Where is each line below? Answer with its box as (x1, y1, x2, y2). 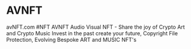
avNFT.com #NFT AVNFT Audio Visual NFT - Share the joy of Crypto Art (6, 23, 185, 30)
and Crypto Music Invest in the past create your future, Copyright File (6, 29, 178, 36)
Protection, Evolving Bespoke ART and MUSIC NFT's (6, 36, 137, 43)
